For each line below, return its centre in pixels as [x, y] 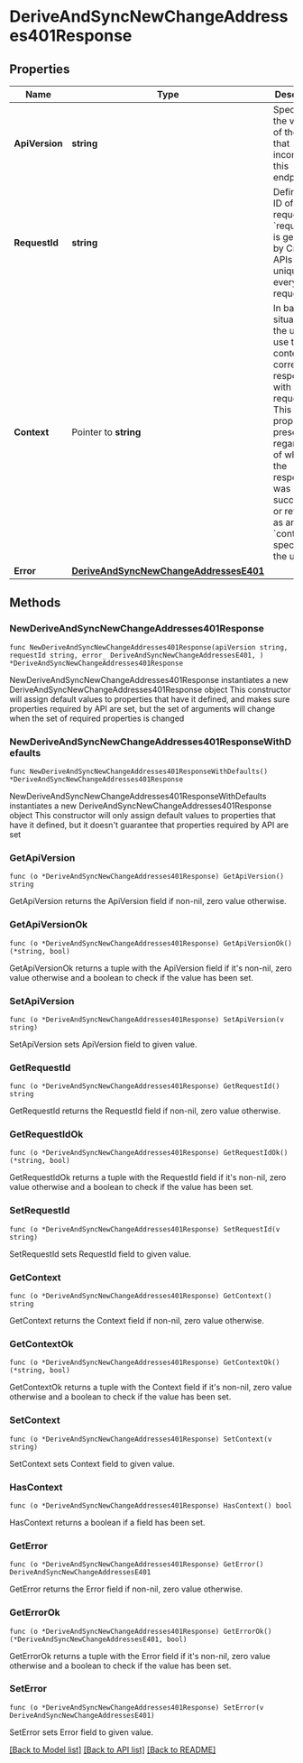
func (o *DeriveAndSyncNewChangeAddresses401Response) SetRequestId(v [145, 1229]
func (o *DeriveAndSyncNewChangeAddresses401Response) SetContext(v [141, 1439]
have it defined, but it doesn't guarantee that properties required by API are [149, 825]
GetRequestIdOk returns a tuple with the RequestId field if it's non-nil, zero [148, 1177]
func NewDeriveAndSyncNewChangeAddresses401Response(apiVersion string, [149, 647]
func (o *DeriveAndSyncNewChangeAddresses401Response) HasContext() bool [151, 1505]
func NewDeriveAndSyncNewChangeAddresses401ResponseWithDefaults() [139, 771]
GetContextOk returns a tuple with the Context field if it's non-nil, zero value [151, 1388]
